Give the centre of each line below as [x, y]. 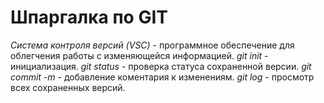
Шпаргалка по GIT [89, 17]
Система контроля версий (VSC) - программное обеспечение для [152, 45]
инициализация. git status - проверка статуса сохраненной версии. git [161, 66]
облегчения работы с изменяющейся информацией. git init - [139, 55]
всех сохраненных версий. [68, 87]
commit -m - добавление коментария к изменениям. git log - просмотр [162, 77]
